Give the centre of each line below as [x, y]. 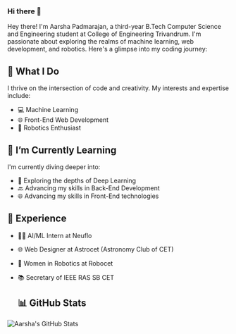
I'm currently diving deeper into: [54, 167]
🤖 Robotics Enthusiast [49, 128]
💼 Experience [37, 219]
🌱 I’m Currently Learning [62, 150]
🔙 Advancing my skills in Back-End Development [88, 188]
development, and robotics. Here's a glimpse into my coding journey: [107, 49]
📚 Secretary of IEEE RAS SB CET [66, 277]
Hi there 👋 [25, 11]
